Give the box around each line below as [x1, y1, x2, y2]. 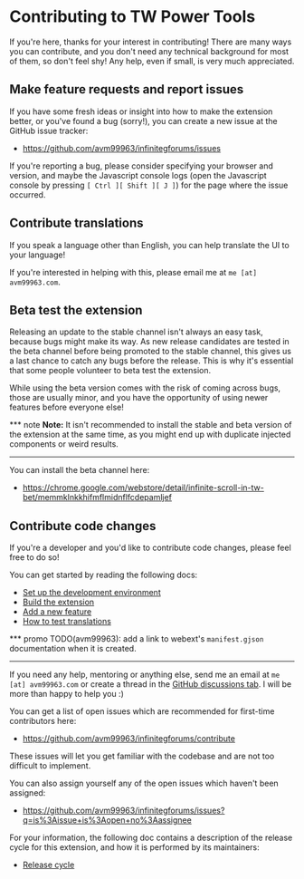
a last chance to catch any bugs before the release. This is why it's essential [9, 355, 294, 366]
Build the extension [22, 596, 95, 608]
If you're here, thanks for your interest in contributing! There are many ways [9, 36, 292, 47]
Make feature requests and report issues [9, 82, 244, 97]
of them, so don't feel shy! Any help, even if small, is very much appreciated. [9, 55, 295, 66]
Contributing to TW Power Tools [9, 6, 256, 27]
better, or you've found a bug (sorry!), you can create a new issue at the [9, 115, 278, 126]
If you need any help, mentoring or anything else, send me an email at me [9, 669, 280, 681]
